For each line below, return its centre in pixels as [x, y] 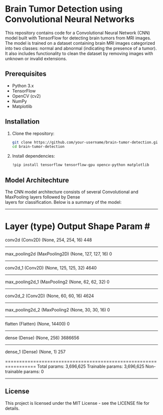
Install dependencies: [33, 156]
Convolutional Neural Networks [70, 19]
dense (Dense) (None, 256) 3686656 [42, 338]
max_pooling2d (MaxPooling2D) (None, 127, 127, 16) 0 [59, 253]
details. [12, 408]
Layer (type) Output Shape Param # [78, 226]
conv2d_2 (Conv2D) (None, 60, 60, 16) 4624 [49, 296]
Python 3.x [23, 86]
